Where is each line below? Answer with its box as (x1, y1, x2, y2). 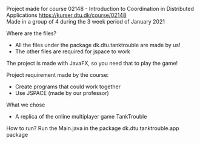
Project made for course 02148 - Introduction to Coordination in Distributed (6, 5, 194, 12)
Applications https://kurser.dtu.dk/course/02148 (6, 11, 127, 19)
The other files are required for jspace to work (15, 48, 130, 55)
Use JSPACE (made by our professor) (15, 90, 109, 96)
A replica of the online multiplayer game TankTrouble (15, 113, 147, 120)
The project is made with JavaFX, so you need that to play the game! (6, 60, 178, 67)
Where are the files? (6, 30, 57, 37)
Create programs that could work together (15, 83, 121, 90)
